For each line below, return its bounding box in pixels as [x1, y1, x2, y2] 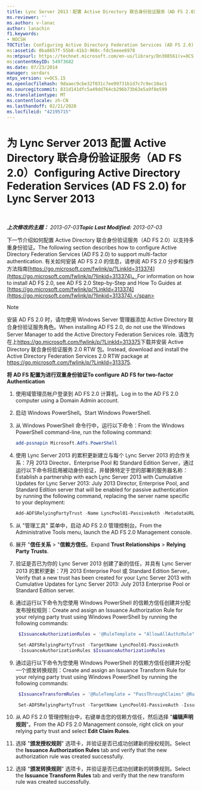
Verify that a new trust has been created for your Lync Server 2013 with [15, 574, 191, 581]
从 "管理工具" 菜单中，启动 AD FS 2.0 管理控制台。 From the [15, 522, 162, 529]
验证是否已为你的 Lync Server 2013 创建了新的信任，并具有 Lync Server [15, 560, 191, 567]
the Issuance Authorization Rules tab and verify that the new [15, 747, 168, 754]
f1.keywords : [7, 31, 39, 37]
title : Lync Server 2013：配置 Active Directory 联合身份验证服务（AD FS [7, 8, 184, 15]
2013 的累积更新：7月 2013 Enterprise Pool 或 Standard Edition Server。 [15, 568, 193, 575]
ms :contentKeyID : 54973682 [7, 59, 74, 64]
